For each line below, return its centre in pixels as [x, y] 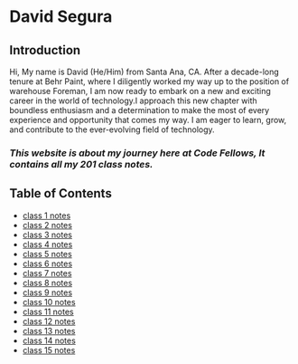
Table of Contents [61, 193]
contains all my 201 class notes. [81, 164]
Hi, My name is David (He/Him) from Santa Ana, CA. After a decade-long [144, 72]
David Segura [61, 17]
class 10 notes [49, 302]
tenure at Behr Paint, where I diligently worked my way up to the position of [149, 81]
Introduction [45, 50]
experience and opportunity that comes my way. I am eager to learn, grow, [148, 120]
